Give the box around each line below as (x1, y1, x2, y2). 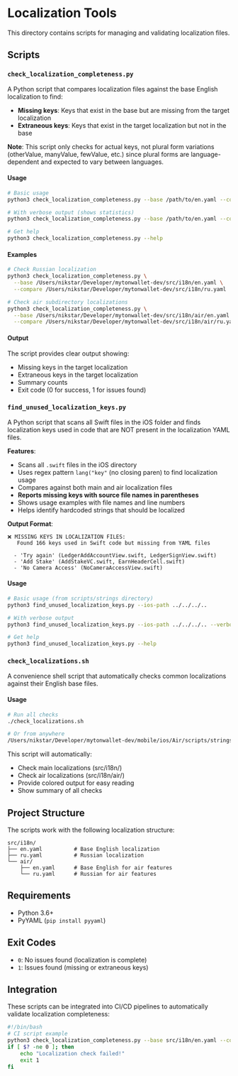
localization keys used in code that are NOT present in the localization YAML (7, 425, 230, 434)
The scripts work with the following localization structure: (7, 825, 175, 835)
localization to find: (7, 92, 63, 101)
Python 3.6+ (17, 908, 55, 917)
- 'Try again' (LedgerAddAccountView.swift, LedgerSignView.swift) (13, 551, 217, 559)
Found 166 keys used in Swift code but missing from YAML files (16, 539, 211, 547)
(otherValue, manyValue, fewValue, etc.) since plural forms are (7, 150, 190, 158)
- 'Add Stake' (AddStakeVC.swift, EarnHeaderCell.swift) (13, 558, 186, 565)
